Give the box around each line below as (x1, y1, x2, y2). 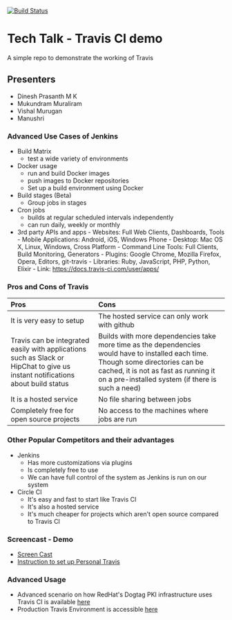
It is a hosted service (10, 394, 78, 404)
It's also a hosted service (27, 502, 99, 511)
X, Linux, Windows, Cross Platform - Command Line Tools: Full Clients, (17, 243, 219, 251)
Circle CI (17, 488, 42, 496)
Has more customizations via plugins (27, 458, 133, 466)
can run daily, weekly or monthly (27, 221, 121, 229)
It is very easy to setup (10, 316, 84, 325)
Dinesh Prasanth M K (17, 92, 77, 100)
